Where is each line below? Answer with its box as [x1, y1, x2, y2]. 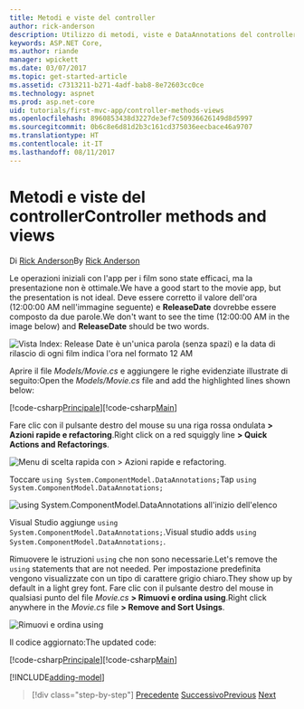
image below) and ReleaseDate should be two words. [9, 320, 210, 331]
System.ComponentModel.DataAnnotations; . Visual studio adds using [9, 526, 257, 537]
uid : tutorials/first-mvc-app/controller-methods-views [9, 106, 224, 115]
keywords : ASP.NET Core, [9, 38, 103, 48]
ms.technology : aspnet [9, 89, 95, 98]
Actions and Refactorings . [9, 439, 110, 449]
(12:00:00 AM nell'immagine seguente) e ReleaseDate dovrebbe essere [9, 301, 277, 312]
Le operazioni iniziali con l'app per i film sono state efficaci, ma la [9, 272, 253, 283]
